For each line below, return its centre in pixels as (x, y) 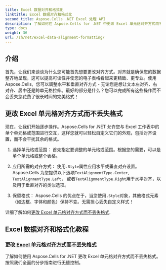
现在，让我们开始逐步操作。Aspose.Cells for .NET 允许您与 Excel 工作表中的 (82, 127)
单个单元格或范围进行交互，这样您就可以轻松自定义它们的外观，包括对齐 (79, 133)
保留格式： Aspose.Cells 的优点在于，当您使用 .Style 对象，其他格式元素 (85, 195)
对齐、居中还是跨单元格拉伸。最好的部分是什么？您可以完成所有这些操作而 (81, 90)
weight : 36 (16, 33)
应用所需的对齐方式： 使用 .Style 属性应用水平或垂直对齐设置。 (76, 166)
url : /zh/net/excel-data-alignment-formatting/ (55, 38)
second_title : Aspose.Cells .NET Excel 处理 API (55, 19)
